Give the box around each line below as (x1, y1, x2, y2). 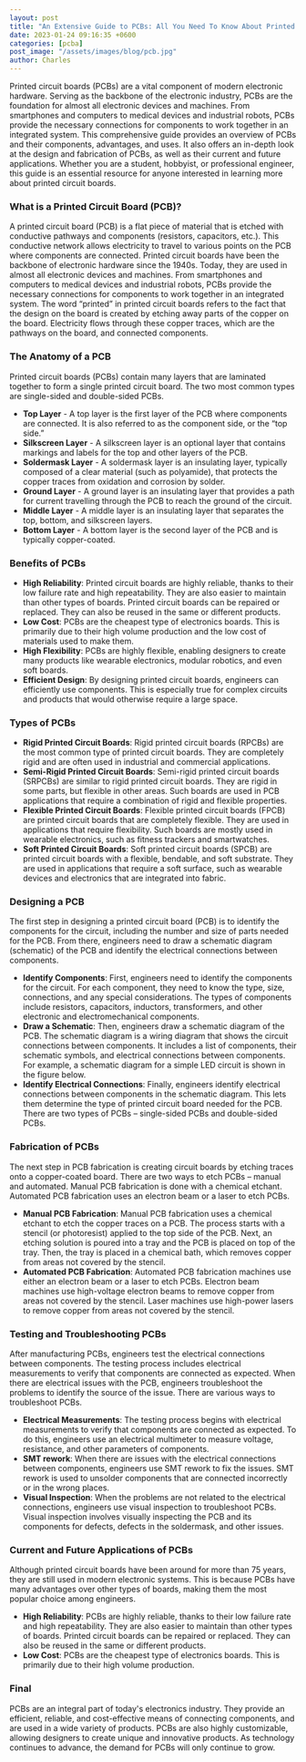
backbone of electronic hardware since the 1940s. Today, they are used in (9, 260, 288, 271)
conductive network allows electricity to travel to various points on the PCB (9, 241, 291, 252)
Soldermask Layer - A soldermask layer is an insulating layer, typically (22, 457, 288, 468)
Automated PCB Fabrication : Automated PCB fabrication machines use (22, 1266, 291, 1277)
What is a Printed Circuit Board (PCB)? (9, 200, 182, 212)
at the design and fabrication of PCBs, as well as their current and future (9, 149, 281, 160)
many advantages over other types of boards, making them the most (9, 1583, 267, 1595)
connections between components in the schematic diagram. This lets (22, 1088, 287, 1099)
